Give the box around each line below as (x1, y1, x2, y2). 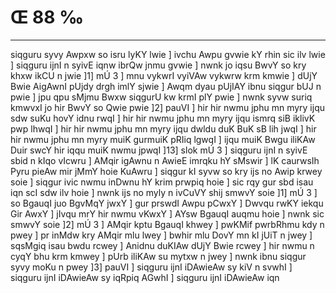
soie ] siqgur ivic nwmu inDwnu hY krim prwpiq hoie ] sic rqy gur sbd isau (10, 176, 314, 188)
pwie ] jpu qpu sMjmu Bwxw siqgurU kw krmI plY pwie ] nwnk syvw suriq (10, 91, 313, 103)
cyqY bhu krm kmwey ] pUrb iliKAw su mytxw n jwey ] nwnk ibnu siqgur (10, 250, 307, 262)
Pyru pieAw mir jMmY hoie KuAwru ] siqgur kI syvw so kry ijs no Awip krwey (10, 165, 323, 177)
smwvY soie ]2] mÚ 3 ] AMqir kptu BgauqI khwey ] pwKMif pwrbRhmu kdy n (10, 218, 325, 230)
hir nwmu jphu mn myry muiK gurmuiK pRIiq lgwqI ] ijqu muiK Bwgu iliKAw (10, 133, 316, 145)
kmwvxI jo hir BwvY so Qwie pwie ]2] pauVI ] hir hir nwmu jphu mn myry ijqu (10, 101, 325, 113)
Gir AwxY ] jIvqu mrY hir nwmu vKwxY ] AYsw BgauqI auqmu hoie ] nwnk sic (10, 207, 325, 220)
